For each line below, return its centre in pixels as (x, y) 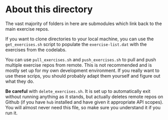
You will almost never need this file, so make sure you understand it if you (83, 107)
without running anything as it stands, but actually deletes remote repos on (84, 97)
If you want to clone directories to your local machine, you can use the (80, 39)
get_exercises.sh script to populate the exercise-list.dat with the (76, 44)
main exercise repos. (27, 29)
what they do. (20, 81)
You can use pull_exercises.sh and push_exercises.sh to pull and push (81, 59)
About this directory (49, 9)
